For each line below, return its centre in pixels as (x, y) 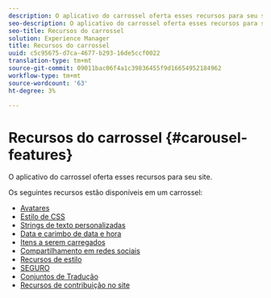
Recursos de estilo (51, 259)
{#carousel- (206, 137)
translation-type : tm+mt (50, 61)
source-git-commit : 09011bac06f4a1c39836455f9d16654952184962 (115, 68)
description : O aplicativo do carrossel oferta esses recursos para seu (133, 16)
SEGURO (35, 268)
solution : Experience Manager (59, 38)
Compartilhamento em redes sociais (80, 251)
